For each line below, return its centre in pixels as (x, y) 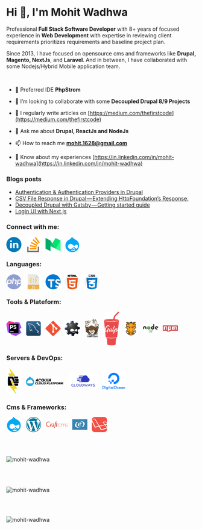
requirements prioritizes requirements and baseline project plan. (86, 42)
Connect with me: (33, 227)
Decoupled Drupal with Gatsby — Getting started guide (82, 205)
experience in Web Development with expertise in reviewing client (89, 35)
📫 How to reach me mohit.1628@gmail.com (71, 143)
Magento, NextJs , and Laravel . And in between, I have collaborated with (97, 60)
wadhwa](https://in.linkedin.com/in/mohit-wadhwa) (79, 163)
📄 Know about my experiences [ (55, 157)
